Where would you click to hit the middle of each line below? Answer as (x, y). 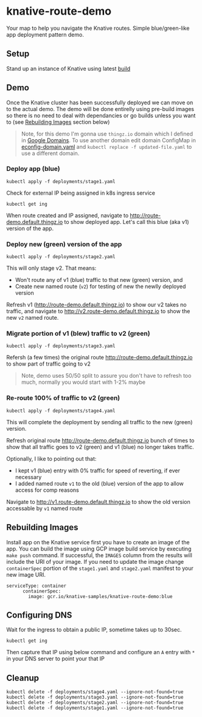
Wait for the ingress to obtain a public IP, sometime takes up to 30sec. (94, 630)
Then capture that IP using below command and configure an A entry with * (101, 652)
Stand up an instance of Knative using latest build (68, 68)
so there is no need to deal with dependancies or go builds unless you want (101, 115)
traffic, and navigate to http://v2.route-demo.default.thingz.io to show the (98, 311)
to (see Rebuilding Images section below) (58, 122)
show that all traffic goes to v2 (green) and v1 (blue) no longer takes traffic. (100, 447)
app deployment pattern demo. (45, 34)
